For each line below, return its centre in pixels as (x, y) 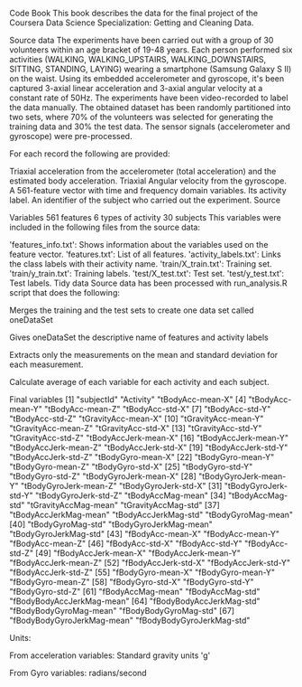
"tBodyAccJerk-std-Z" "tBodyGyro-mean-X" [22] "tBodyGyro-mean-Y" (142, 457)
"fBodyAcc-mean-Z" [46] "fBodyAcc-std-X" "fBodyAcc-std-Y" (126, 543)
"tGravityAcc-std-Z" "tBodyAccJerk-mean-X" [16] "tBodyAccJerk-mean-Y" (149, 438)
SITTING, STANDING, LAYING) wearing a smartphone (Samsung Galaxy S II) (151, 69)
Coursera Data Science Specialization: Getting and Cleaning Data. (132, 23)
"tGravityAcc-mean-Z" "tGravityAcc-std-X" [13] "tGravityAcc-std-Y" (136, 428)
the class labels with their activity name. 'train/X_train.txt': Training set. (141, 264)
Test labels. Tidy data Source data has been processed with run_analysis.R (148, 283)
